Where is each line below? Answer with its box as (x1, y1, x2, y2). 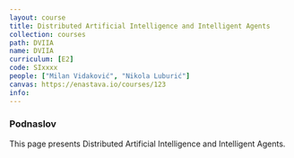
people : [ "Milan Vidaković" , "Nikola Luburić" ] (9, 72, 191, 81)
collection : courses (9, 30, 87, 39)
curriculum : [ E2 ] (9, 55, 74, 64)
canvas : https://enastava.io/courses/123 (9, 80, 167, 89)
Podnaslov (9, 118, 56, 130)
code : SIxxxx (9, 64, 58, 73)
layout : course (9, 13, 66, 22)
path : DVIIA (9, 38, 54, 48)
